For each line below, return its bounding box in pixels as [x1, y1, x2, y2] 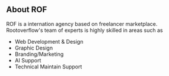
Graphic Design [14, 44, 53, 51]
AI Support [14, 57, 42, 64]
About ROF [6, 5, 47, 15]
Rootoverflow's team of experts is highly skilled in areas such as [6, 27, 163, 34]
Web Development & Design [14, 38, 84, 45]
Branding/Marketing [14, 50, 64, 58]
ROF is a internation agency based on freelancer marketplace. [6, 20, 158, 27]
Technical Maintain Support [14, 63, 82, 70]
